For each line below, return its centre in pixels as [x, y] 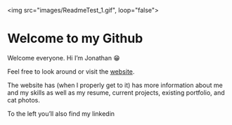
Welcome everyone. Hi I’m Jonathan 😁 [64, 58]
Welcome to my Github [75, 39]
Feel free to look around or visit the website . [71, 71]
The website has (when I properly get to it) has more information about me [115, 85]
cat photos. [24, 100]
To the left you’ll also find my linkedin [61, 113]
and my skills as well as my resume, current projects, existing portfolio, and [116, 92]
